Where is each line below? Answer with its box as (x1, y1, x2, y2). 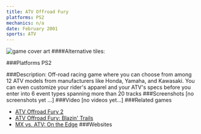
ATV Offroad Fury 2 (14, 108, 64, 115)
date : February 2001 (6, 25, 59, 32)
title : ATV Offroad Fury (6, 8, 69, 15)
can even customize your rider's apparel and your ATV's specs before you (6, 84, 191, 91)
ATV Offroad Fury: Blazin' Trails (14, 115, 94, 122)
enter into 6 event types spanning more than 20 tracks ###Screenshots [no (6, 90, 194, 97)
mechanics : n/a (6, 20, 45, 26)
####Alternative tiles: (51, 47, 106, 55)
